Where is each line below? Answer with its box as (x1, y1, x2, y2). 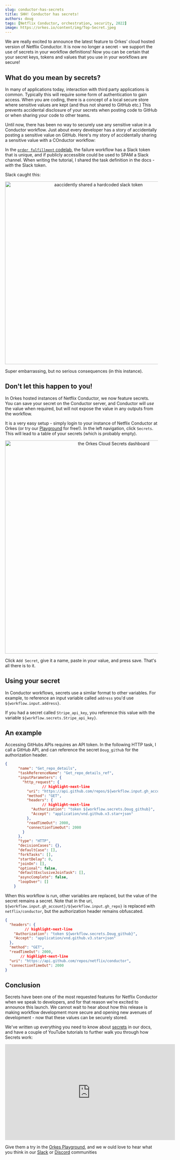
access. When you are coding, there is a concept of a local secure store (5, 97, 149, 102)
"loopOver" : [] (17, 879, 49, 885)
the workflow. (5, 410, 33, 417)
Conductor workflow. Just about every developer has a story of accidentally (5, 127, 157, 133)
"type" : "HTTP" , (17, 839, 51, 844)
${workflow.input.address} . (5, 700, 61, 706)
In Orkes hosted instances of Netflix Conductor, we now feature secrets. (5, 395, 149, 401)
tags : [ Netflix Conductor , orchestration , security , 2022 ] (5, 20, 127, 26)
